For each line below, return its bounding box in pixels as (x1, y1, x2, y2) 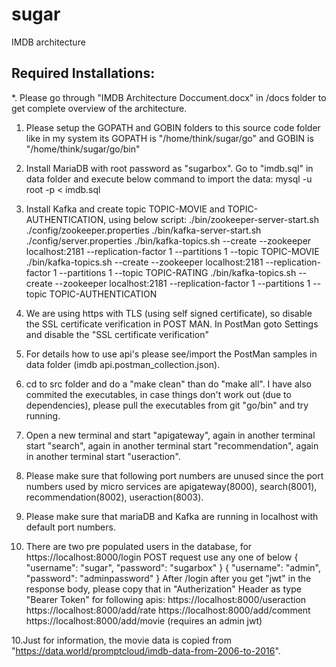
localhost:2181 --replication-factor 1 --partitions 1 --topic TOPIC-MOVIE (25, 245, 320, 257)
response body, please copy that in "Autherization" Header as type (25, 583, 302, 595)
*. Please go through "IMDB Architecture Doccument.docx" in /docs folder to (11, 91, 327, 103)
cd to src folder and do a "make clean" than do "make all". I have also (25, 378, 312, 390)
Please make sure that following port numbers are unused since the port (25, 469, 324, 482)
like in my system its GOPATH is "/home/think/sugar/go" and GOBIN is (25, 132, 314, 144)
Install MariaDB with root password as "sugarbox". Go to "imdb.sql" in (25, 162, 314, 174)
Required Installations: (11, 65, 156, 82)
